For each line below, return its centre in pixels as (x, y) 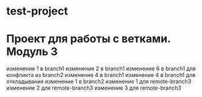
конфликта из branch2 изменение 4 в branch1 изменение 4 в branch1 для (101, 75)
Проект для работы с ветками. (89, 39)
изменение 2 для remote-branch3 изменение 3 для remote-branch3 (94, 88)
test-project (37, 11)
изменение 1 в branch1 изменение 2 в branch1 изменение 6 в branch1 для (101, 69)
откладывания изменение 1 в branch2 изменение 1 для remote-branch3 (99, 82)
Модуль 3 (32, 52)
